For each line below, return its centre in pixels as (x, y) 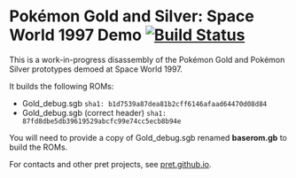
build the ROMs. (39, 147)
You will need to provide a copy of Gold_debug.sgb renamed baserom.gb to (148, 137)
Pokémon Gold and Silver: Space (132, 16)
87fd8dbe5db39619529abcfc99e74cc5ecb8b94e (101, 121)
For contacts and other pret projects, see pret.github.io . (110, 164)
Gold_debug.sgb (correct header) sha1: (94, 112)
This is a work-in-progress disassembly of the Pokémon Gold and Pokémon (147, 59)
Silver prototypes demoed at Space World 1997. (96, 69)
